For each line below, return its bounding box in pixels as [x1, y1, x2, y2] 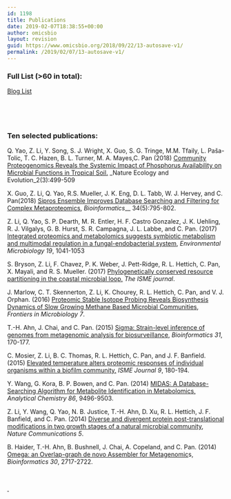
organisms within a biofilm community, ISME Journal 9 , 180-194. [7, 366, 190, 375]
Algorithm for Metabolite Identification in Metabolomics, [37, 387, 197, 395]
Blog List [7, 87, 32, 95]
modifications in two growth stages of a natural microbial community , [7, 422, 204, 431]
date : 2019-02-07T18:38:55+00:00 [7, 23, 103, 30]
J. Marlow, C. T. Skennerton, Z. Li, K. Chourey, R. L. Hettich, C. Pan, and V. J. [7, 288, 224, 297]
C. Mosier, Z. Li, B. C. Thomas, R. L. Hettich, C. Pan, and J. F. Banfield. [7, 351, 206, 360]
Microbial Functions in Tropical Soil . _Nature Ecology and [7, 168, 169, 177]
